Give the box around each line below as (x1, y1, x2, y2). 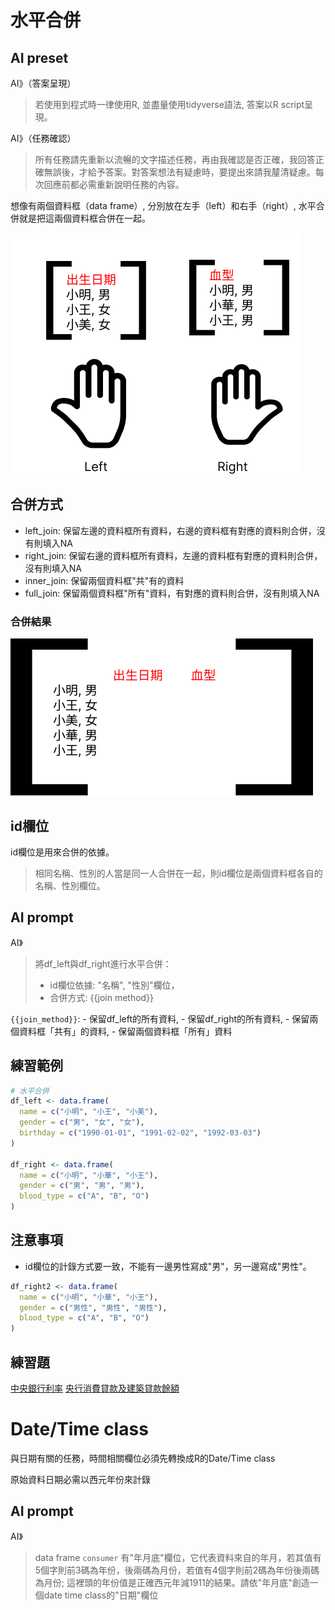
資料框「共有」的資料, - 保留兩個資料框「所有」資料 (18, 1025, 233, 1037)
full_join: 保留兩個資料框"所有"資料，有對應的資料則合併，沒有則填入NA (24, 587, 320, 599)
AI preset (10, 49, 69, 66)
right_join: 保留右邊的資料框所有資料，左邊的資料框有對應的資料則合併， (24, 549, 323, 561)
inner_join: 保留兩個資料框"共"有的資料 (24, 574, 185, 586)
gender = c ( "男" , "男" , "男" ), (19, 1181, 145, 1191)
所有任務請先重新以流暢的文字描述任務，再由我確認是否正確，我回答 (34, 154, 316, 165)
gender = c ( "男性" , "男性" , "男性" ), (19, 1302, 168, 1313)
